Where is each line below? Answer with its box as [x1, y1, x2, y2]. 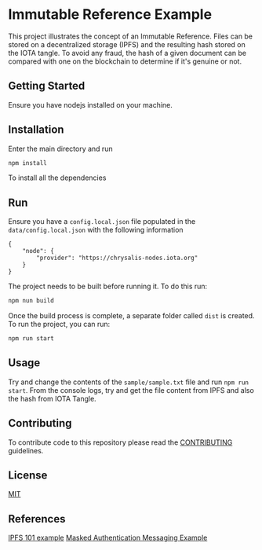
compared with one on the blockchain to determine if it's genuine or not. [8, 57, 242, 66]
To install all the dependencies [8, 173, 107, 182]
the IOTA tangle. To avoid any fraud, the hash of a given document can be [8, 48, 247, 57]
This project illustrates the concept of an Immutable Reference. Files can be [8, 31, 253, 41]
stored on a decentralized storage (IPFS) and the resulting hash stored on [8, 39, 246, 49]
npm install [8, 159, 47, 167]
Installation [8, 123, 64, 137]
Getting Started [8, 79, 86, 93]
